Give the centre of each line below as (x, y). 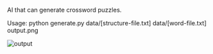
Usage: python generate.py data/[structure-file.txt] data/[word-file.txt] (107, 23)
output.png (23, 30)
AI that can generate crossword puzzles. (65, 10)
